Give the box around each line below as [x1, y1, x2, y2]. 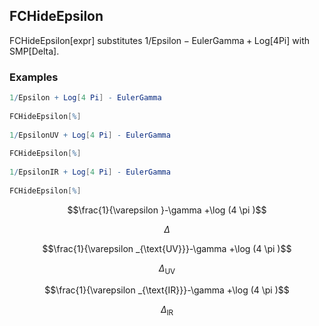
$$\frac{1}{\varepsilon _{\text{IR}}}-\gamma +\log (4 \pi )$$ [44, 284, 290, 296]
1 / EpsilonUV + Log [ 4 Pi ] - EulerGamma [9, 130, 171, 140]
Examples [9, 70, 59, 84]
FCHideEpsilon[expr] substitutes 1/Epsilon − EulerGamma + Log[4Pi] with [9, 34, 311, 46]
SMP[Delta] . [9, 45, 60, 57]
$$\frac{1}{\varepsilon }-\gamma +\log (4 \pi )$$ [67, 204, 267, 216]
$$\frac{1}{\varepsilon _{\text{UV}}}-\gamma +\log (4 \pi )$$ [42, 242, 292, 254]
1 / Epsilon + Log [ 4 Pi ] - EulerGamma [9, 93, 162, 103]
